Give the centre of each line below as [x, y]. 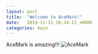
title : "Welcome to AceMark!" [44, 17]
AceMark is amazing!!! [33, 45]
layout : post [22, 11]
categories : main [27, 28]
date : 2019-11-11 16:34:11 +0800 [49, 22]
